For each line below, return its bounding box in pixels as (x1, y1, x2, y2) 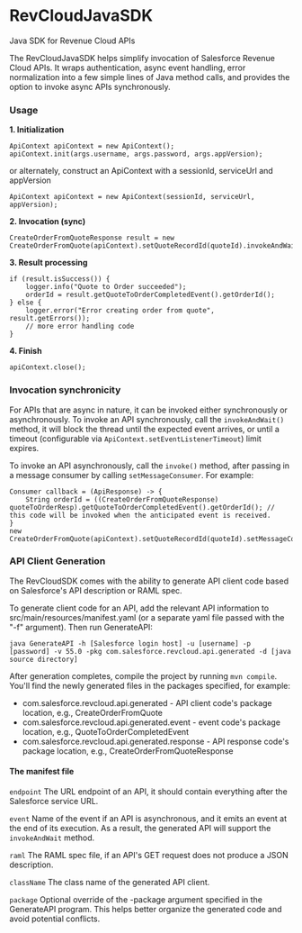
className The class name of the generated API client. (9, 877, 210, 888)
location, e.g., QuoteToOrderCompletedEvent (22, 726, 190, 737)
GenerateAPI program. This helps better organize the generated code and (9, 904, 282, 915)
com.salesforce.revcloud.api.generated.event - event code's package (22, 717, 281, 728)
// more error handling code (25, 322, 135, 331)
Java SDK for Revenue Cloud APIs (9, 35, 136, 46)
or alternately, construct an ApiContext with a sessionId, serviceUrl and (9, 166, 274, 177)
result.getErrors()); (9, 314, 91, 323)
